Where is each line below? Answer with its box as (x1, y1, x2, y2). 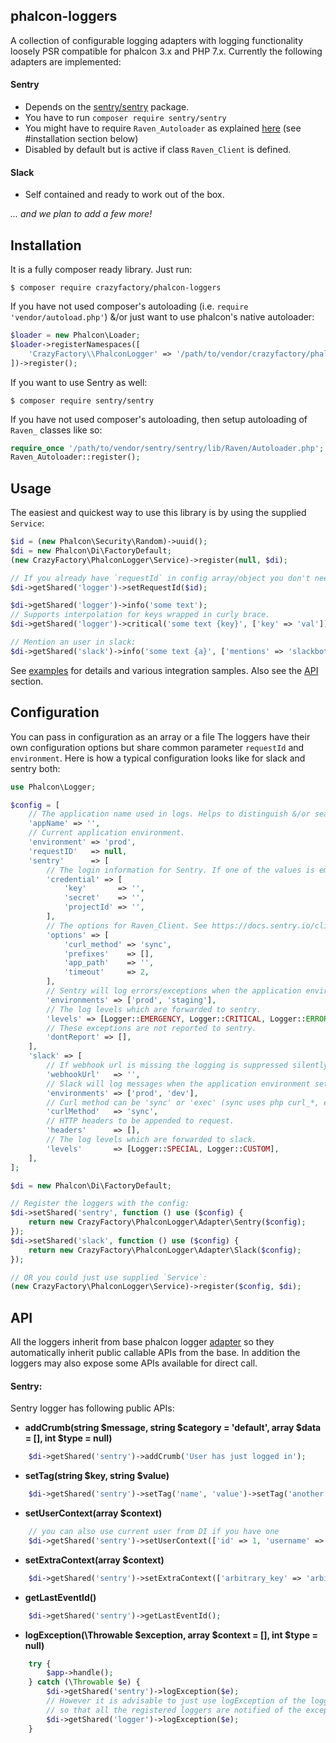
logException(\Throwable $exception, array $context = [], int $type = (24, 1629, 318, 1641)
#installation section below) (24, 133, 139, 145)
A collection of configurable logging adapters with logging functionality (10, 34, 304, 46)
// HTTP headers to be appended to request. (46, 1116, 235, 1126)
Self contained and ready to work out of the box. (24, 189, 225, 201)
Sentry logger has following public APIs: (10, 1402, 175, 1414)
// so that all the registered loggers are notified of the (46, 1705, 302, 1715)
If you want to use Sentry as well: (10, 376, 148, 388)
